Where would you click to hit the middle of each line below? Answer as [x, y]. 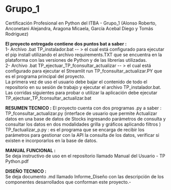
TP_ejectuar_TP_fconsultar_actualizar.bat [48, 98]
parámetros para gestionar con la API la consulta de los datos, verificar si [82, 135]
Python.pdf [17, 161]
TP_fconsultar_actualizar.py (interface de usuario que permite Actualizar [81, 113]
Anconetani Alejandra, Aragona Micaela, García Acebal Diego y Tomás [79, 28]
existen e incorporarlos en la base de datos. [52, 140]
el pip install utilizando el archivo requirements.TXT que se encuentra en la [84, 55]
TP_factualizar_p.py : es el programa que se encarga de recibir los [75, 129]
